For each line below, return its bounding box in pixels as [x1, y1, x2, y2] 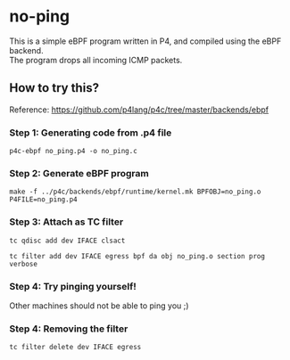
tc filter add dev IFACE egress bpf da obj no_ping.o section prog [9, 251, 266, 260]
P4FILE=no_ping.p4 [9, 195, 78, 204]
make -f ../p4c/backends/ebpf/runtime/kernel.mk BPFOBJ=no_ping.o [9, 187, 261, 197]
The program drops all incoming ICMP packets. [9, 54, 183, 65]
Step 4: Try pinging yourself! [9, 280, 137, 292]
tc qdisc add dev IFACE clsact [9, 236, 126, 245]
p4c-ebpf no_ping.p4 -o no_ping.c [9, 147, 138, 156]
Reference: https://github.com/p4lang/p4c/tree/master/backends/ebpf [9, 104, 269, 115]
